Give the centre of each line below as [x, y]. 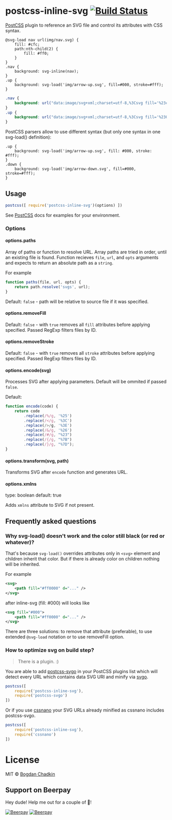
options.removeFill [26, 313]
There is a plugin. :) [38, 661]
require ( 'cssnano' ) [35, 735]
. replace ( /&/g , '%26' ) [48, 430]
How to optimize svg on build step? [50, 650]
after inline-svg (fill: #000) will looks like [48, 603]
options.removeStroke [30, 342]
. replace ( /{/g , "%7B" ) [48, 440]
